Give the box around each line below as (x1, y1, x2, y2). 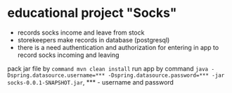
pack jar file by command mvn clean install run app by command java (7, 64, 209, 73)
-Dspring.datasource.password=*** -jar (108, 72, 225, 79)
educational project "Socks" (7, 5, 177, 21)
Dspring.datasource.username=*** (7, 72, 105, 79)
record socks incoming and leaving (17, 51, 120, 59)
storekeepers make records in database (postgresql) (17, 35, 170, 44)
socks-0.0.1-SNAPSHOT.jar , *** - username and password (7, 77, 174, 86)
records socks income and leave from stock (17, 28, 145, 37)
